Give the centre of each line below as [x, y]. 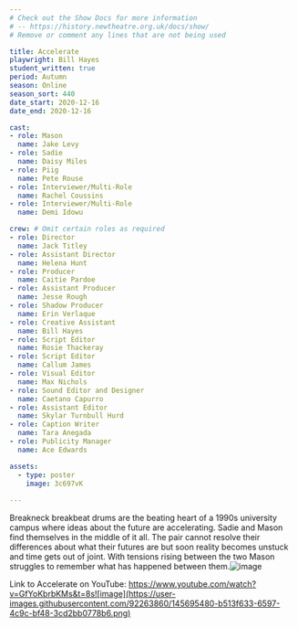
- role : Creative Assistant [63, 322]
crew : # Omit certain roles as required [87, 229]
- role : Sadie [36, 153]
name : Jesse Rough [53, 297]
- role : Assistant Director [63, 254]
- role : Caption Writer [55, 425]
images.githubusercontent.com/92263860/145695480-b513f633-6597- [145, 603]
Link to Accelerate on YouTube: [68, 584]
